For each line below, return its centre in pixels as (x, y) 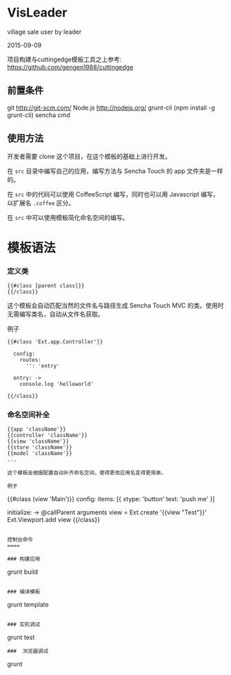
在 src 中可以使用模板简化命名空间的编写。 (68, 217)
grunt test (21, 637)
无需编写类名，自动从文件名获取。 (56, 314)
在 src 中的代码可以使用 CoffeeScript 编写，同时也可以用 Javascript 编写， (113, 194)
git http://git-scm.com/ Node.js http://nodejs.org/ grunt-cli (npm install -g (111, 108)
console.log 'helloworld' (57, 384)
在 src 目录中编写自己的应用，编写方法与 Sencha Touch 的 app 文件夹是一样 (115, 171)
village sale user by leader (44, 32)
